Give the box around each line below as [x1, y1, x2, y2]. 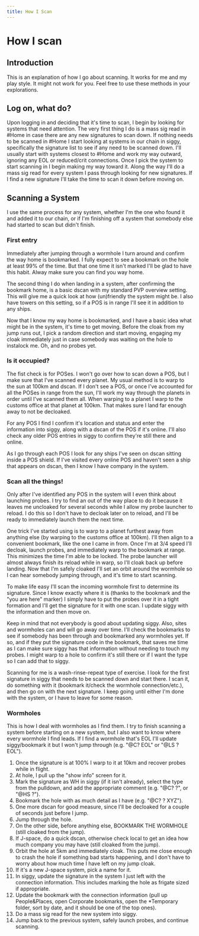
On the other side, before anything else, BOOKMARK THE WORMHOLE [15, 822, 188, 829]
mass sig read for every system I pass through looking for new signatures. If [7, 170, 192, 177]
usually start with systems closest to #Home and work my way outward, [7, 151, 182, 158]
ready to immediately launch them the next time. [7, 516, 125, 523]
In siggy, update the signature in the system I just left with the [15, 873, 165, 880]
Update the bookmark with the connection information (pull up [15, 892, 168, 899]
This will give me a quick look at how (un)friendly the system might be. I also [7, 292, 194, 300]
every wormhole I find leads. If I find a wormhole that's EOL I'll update [7, 735, 177, 742]
